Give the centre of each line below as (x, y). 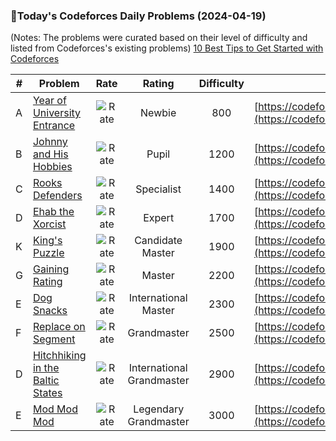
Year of (49, 101)
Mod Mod (55, 409)
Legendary (159, 409)
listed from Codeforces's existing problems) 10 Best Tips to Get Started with (167, 48)
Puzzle (48, 253)
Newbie (158, 113)
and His (50, 154)
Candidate (158, 241)
